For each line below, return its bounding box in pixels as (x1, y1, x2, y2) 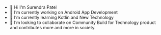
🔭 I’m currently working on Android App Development (9, 9, 118, 15)
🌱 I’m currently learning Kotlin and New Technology (9, 14, 114, 20)
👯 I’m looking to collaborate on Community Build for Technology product (9, 19, 156, 25)
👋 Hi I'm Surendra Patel (9, 4, 57, 10)
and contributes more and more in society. (9, 24, 96, 30)
